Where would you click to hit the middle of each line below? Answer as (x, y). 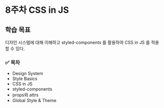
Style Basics (25, 79)
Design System (28, 74)
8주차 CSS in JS (37, 10)
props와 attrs (25, 95)
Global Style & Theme (34, 101)
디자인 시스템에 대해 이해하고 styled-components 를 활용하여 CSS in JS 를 (78, 42)
